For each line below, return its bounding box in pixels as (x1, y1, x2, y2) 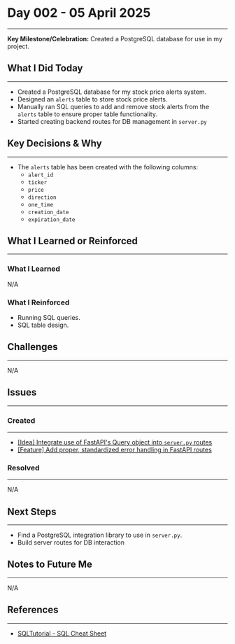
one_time (27, 201, 54, 208)
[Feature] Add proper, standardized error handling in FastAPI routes (17, 445, 212, 454)
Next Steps (7, 505, 57, 517)
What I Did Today (7, 62, 83, 74)
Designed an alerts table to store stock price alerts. (17, 94, 168, 103)
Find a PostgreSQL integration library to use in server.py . (17, 531, 183, 539)
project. (7, 42, 30, 50)
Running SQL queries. (17, 313, 80, 321)
